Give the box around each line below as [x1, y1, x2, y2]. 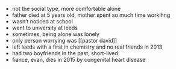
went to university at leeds [11, 24, 78, 31]
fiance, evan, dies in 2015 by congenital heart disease [11, 56, 146, 63]
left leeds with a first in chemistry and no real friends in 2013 [11, 43, 163, 50]
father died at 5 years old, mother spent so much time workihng [11, 11, 171, 19]
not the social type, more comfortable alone [11, 5, 121, 12]
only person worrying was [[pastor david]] [11, 37, 118, 44]
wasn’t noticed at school [11, 18, 74, 25]
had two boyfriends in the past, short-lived [11, 50, 119, 56]
